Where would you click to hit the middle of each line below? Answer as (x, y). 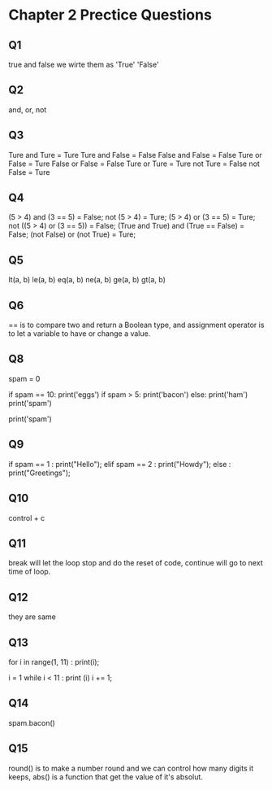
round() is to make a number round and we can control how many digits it (131, 768)
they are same (32, 617)
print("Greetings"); (39, 473)
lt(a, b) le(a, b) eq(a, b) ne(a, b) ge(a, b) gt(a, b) (87, 280)
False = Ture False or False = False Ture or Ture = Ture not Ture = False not (134, 164)
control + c (27, 517)
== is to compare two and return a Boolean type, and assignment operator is (136, 325)
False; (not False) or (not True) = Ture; (72, 234)
